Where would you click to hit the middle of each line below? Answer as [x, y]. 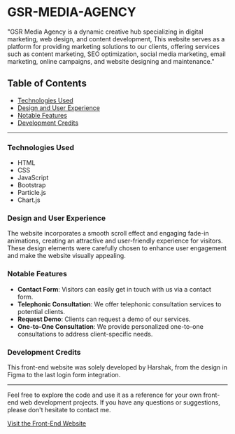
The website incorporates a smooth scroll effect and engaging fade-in [108, 233]
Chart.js [29, 200]
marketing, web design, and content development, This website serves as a [116, 39]
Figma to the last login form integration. [64, 374]
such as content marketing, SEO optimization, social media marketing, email [116, 54]
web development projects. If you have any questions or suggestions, [120, 402]
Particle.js [32, 193]
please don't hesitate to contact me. [59, 409]
